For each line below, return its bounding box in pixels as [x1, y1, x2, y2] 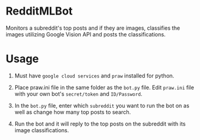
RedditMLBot [5, 4, 73, 18]
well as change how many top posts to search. [14, 108, 131, 116]
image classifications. [14, 126, 69, 134]
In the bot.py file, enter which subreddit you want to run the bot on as [14, 102, 190, 109]
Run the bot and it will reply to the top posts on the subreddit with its [14, 120, 186, 127]
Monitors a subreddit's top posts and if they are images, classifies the [5, 24, 181, 32]
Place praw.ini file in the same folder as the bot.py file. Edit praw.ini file [14, 84, 195, 91]
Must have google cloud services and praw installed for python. [14, 72, 174, 79]
